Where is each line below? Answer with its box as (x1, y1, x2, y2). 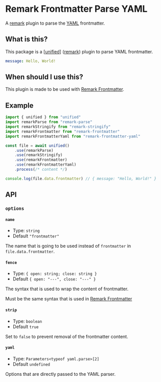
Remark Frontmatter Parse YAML (5, 3, 148, 15)
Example (5, 101, 34, 110)
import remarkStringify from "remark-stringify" (5, 124, 111, 129)
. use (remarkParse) (14, 148, 54, 153)
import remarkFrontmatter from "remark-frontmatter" (5, 129, 120, 134)
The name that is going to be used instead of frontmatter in (5, 243, 131, 249)
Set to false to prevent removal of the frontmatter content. (5, 333, 129, 339)
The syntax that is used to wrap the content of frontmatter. (5, 286, 129, 292)
